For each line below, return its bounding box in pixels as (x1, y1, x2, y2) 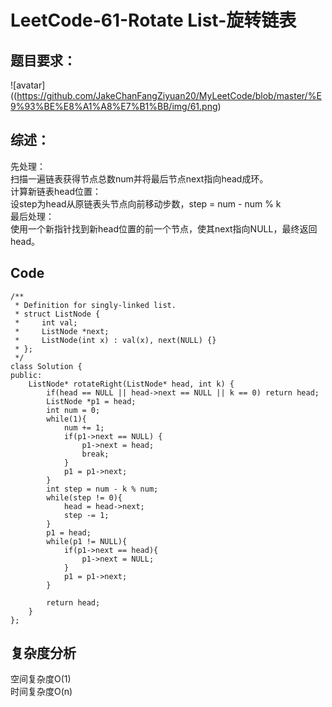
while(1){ (46, 414, 87, 424)
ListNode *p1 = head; (46, 396, 137, 406)
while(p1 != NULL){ (46, 536, 128, 546)
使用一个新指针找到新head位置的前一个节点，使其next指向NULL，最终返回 (10, 222, 318, 235)
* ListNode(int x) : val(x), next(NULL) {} (14, 335, 217, 345)
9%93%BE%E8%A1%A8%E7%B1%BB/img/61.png (10, 101, 218, 112)
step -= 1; (63, 510, 110, 520)
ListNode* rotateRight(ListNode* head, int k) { (28, 379, 235, 389)
